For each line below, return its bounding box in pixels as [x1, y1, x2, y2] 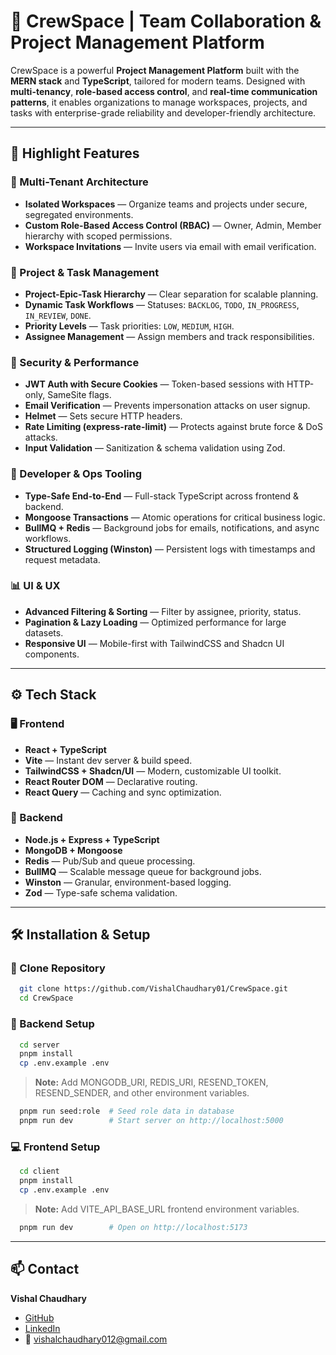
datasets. [24, 626, 64, 639]
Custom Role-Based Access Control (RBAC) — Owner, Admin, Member [24, 219, 322, 231]
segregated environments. [24, 208, 134, 220]
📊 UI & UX [10, 579, 61, 593]
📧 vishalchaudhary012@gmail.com [24, 1333, 168, 1345]
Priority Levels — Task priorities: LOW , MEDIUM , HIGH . [24, 320, 235, 332]
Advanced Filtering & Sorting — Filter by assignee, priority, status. [24, 605, 302, 617]
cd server [19, 1040, 60, 1050]
